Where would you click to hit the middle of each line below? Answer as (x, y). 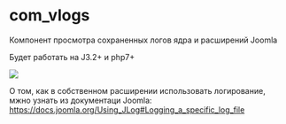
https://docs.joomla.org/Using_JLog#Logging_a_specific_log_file (127, 109)
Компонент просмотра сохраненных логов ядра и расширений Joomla (143, 40)
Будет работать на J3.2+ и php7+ (72, 57)
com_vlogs (50, 15)
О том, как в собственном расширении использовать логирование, (137, 90)
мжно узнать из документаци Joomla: (81, 100)
